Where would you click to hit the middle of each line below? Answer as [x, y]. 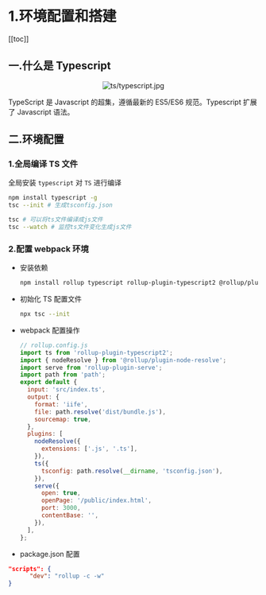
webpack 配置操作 [50, 330]
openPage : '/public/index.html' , [96, 501]
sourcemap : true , [63, 419]
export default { [48, 383]
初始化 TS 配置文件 [50, 299]
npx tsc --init [45, 314]
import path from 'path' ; [62, 375]
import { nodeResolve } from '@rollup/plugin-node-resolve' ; [123, 360]
